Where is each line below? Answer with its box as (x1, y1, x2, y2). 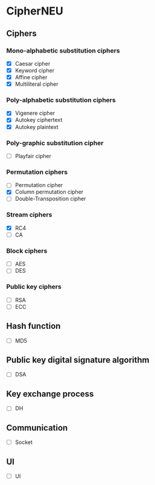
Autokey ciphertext (14, 116, 63, 124)
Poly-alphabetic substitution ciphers (6, 96, 116, 104)
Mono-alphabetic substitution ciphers (6, 46, 121, 55)
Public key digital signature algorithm (6, 355, 150, 365)
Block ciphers (6, 246, 48, 255)
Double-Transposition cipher (14, 195, 86, 203)
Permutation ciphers (6, 168, 68, 176)
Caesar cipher (14, 60, 51, 67)
